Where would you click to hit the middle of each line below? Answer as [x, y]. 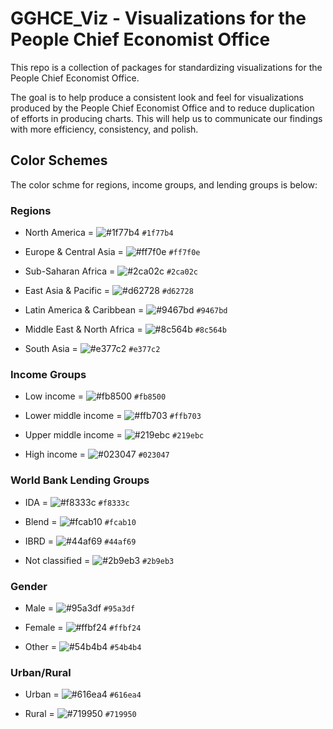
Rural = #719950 [80, 714]
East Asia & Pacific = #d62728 [109, 291]
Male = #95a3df [80, 608]
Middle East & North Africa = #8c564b [125, 329]
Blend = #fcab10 [80, 521]
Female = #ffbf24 [83, 627]
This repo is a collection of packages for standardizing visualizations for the [166, 67]
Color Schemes [59, 160]
